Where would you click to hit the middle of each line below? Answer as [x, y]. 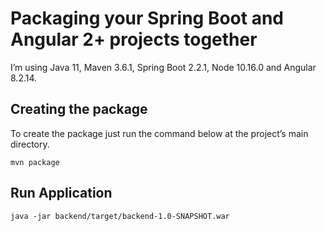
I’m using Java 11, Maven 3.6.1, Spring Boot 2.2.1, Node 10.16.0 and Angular [163, 67]
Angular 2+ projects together [134, 39]
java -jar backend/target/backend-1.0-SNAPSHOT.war [120, 216]
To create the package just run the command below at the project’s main [159, 133]
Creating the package [79, 109]
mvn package [35, 162]
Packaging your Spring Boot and [147, 18]
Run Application [61, 193]
